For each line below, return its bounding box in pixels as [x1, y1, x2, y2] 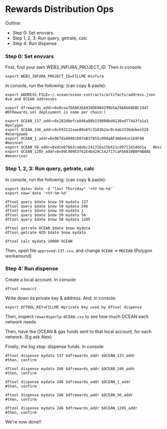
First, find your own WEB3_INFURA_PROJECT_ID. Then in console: [5, 64, 142, 70]
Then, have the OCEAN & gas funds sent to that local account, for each [5, 328, 151, 334]
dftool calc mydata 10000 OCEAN [5, 238, 72, 243]
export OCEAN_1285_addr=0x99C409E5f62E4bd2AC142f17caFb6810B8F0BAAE [5, 149, 151, 154]
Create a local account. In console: [5, 276, 77, 282]
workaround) [5, 252, 32, 258]
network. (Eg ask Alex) [5, 333, 52, 339]
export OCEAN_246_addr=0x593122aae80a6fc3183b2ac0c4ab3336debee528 [5, 127, 149, 132]
